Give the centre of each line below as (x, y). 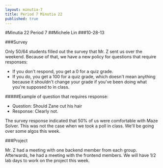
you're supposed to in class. (41, 87)
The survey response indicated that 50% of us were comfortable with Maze (81, 121)
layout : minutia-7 (24, 10)
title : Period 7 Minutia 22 (34, 14)
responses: (16, 62)
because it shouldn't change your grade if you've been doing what (80, 82)
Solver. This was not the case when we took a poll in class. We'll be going (80, 126)
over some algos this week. (33, 131)
